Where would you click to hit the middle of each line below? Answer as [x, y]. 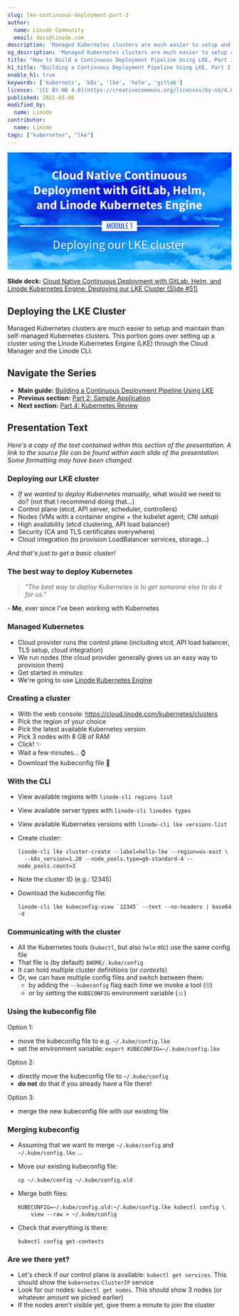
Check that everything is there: [63, 1227]
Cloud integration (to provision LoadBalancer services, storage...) [113, 539]
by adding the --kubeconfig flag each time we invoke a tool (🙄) [121, 985]
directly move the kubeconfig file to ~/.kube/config [93, 1076]
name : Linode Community [49, 30]
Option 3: [21, 1097]
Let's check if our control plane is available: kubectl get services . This [122, 1275]
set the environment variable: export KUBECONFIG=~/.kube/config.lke [119, 1048]
